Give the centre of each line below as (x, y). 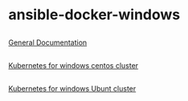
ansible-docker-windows (94, 15)
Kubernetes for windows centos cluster (74, 65)
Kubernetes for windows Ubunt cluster (72, 89)
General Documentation (48, 42)
